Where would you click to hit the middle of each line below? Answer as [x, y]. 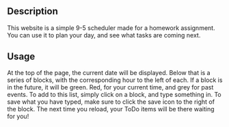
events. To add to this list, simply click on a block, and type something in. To [114, 95]
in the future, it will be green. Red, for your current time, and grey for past [110, 87]
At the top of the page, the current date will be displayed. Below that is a [109, 73]
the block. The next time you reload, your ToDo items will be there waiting [111, 109]
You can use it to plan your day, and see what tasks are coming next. [104, 35]
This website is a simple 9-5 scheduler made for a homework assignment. [111, 28]
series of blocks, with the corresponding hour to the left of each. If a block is [115, 80]
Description [32, 11]
